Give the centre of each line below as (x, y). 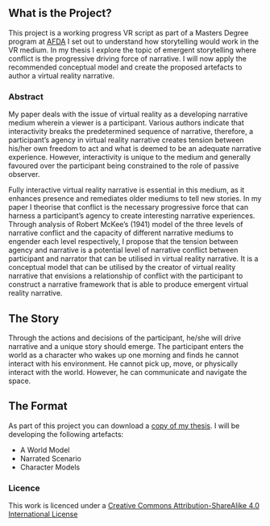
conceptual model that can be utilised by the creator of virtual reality (122, 267)
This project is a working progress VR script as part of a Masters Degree (129, 32)
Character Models (50, 467)
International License (43, 514)
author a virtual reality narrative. (62, 75)
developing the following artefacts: (66, 434)
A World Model (45, 450)
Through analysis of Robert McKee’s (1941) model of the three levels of (126, 225)
